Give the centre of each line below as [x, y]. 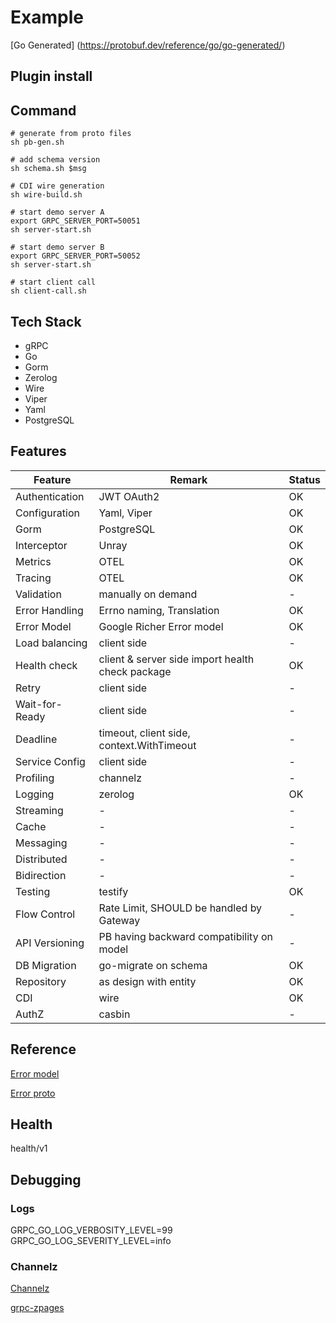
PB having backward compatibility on [185, 936]
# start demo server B [57, 247]
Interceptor [41, 545]
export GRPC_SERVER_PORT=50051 [75, 221]
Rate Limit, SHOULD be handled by [180, 908]
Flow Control [45, 914]
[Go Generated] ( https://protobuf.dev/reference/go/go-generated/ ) [148, 45]
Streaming [39, 810]
